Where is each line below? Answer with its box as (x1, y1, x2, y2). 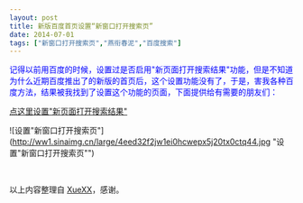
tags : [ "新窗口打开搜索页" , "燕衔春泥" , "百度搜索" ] (9, 38, 182, 48)
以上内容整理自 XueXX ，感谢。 (9, 184, 124, 195)
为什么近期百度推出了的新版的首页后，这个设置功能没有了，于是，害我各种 (9, 76, 286, 87)
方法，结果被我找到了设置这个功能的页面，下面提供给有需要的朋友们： (16, 87, 278, 97)
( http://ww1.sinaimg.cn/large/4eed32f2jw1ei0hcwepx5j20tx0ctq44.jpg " (9, 136, 277, 147)
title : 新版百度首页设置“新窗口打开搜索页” (9, 22, 153, 31)
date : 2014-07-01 (9, 30, 75, 39)
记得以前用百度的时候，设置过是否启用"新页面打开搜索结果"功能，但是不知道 (9, 64, 294, 75)
